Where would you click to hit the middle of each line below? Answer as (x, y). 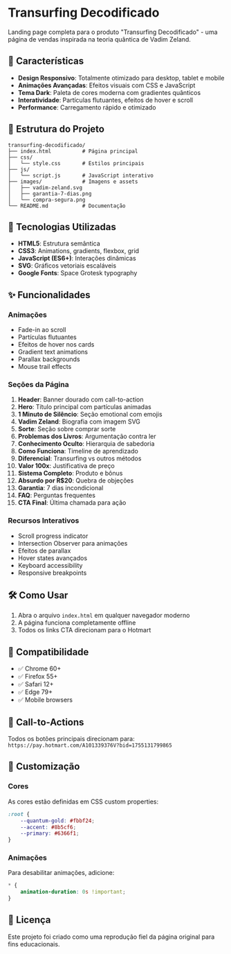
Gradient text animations (53, 352)
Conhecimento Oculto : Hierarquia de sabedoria (86, 444)
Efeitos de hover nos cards (56, 345)
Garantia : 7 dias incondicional (61, 488)
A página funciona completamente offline (77, 623)
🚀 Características (46, 61)
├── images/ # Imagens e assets (73, 182)
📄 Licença (29, 920)
